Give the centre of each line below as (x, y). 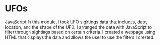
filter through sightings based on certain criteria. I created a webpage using (80, 32)
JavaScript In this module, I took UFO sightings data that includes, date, (76, 22)
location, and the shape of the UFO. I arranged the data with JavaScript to (79, 27)
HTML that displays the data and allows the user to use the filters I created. (80, 37)
